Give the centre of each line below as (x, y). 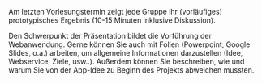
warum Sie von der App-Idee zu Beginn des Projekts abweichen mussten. (131, 70)
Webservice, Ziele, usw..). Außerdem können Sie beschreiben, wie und (127, 61)
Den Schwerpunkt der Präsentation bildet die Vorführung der (110, 36)
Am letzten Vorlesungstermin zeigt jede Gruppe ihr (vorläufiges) (116, 12)
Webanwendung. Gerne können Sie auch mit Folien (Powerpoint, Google (129, 44)
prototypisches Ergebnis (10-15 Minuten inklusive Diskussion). (112, 20)
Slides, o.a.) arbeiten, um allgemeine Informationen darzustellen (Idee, (126, 53)
